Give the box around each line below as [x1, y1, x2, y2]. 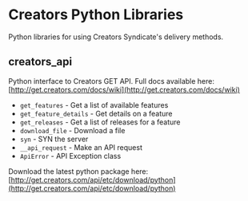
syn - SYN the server [19, 134, 89, 144]
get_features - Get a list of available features [19, 100, 169, 109]
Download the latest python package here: [8, 166, 149, 176]
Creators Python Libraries [8, 6, 184, 24]
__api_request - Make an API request [19, 142, 142, 152]
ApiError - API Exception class [19, 151, 122, 160]
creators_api [8, 55, 73, 69]
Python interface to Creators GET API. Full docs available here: [8, 76, 214, 85]
